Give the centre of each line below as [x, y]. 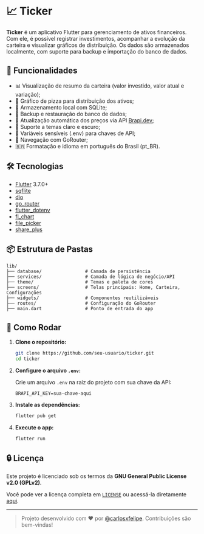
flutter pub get [36, 416]
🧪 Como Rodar [34, 328]
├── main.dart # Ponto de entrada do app [80, 309]
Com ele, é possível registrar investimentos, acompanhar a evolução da [96, 38]
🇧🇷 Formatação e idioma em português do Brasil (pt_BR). [87, 146]
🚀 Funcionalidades [42, 71]
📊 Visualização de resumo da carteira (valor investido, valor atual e [100, 86]
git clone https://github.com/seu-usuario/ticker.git [84, 353]
